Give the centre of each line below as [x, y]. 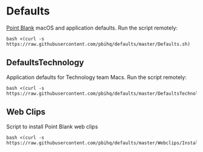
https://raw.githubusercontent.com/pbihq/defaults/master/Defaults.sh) [98, 44]
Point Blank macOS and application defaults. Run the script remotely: [92, 28]
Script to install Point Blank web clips [52, 126]
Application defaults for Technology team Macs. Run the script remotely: [97, 77]
